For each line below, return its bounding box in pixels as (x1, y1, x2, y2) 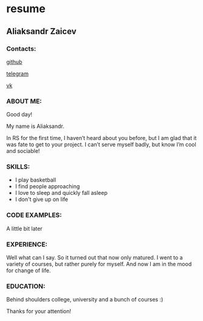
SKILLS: (6, 163, 30, 171)
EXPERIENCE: (6, 240, 47, 249)
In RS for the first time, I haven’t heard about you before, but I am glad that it (6, 135, 197, 142)
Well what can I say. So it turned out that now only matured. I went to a (6, 254, 184, 261)
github (6, 58, 22, 65)
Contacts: (6, 44, 36, 53)
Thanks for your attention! (6, 308, 72, 315)
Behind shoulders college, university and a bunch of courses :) (6, 296, 163, 303)
